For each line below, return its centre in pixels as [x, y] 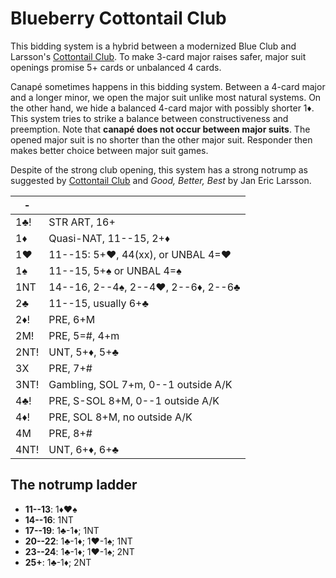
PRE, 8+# [70, 433]
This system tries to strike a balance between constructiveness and [149, 118]
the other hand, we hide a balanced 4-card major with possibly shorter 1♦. [162, 108]
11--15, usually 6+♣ [98, 303]
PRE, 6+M [72, 319]
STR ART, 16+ [82, 222]
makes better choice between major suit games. [109, 150]
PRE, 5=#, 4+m [84, 335]
